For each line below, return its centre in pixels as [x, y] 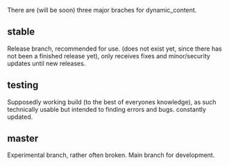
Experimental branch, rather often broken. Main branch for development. [111, 155]
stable [21, 32]
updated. [20, 117]
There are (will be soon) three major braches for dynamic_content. [102, 10]
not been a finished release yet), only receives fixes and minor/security [109, 56]
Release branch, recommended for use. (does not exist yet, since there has [114, 49]
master [23, 139]
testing [23, 85]
